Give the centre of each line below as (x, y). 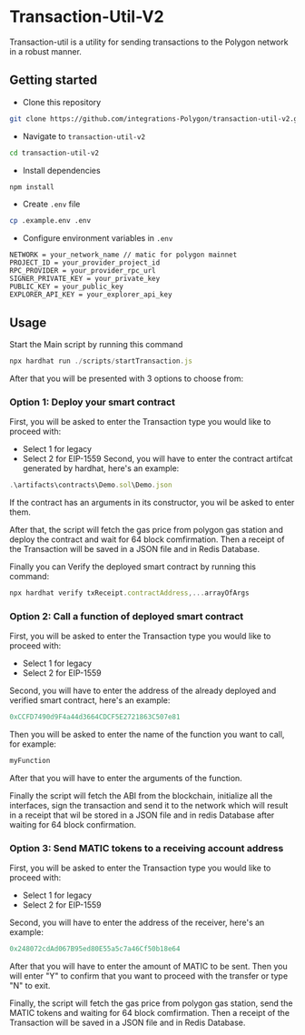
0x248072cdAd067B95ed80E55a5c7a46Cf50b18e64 (95, 949)
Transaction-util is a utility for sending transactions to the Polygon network (149, 42)
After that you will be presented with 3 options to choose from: (126, 378)
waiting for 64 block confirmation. (73, 825)
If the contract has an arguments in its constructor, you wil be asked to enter (152, 503)
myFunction (30, 761)
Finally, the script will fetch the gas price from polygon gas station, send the (151, 1003)
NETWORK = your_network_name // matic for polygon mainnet (123, 255)
